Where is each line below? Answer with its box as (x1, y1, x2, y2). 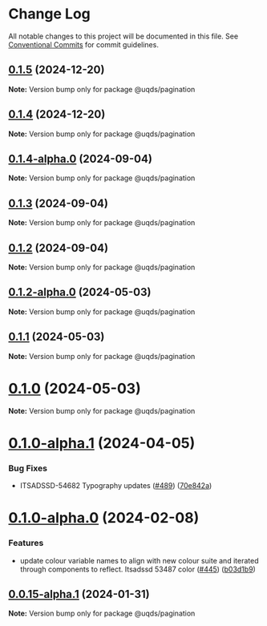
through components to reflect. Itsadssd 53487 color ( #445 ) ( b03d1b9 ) (19, 564, 257, 574)
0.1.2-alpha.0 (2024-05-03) (8, 285, 152, 299)
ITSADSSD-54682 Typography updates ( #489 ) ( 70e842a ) (19, 481, 212, 491)
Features (8, 538, 44, 549)
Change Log (8, 5, 91, 23)
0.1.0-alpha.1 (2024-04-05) (8, 434, 196, 452)
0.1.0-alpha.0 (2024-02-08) (8, 509, 200, 527)
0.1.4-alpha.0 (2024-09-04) (8, 151, 152, 165)
